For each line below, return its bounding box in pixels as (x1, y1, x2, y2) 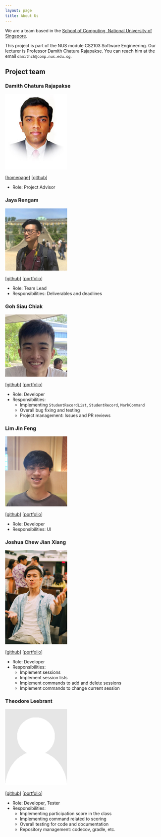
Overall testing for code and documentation (19, 821, 109, 827)
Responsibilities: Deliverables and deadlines (12, 290, 103, 296)
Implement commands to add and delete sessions (19, 680, 121, 686)
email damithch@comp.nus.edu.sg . (5, 53, 72, 59)
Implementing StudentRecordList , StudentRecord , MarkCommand (19, 402, 145, 408)
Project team (5, 67, 46, 76)
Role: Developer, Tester (12, 800, 60, 806)
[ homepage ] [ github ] (5, 175, 48, 181)
